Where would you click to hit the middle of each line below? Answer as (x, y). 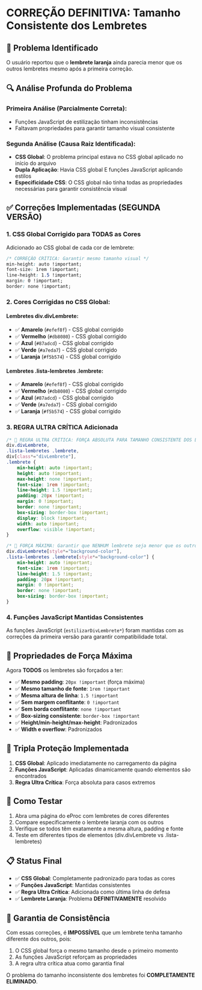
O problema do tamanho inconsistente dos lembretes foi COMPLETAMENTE (101, 975)
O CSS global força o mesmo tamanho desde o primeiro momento (96, 951)
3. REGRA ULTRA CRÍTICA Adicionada (62, 428)
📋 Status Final (34, 861)
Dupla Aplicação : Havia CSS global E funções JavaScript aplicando (99, 169)
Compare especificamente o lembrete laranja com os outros (89, 822)
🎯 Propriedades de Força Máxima (69, 655)
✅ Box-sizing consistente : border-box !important (77, 716)
